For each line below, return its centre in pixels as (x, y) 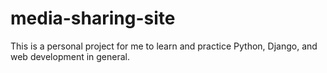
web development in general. (70, 56)
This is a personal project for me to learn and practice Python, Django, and (164, 46)
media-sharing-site (93, 18)
